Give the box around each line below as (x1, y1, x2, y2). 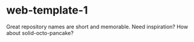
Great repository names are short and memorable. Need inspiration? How (6, 23, 189, 30)
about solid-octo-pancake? (6, 29, 74, 36)
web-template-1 (6, 4, 89, 17)
